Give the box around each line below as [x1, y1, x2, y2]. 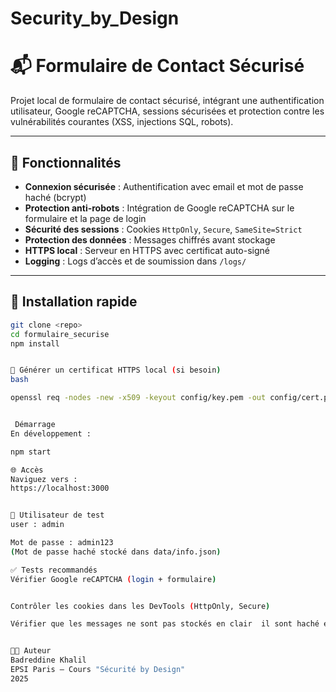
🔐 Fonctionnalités [10, 154, 122, 171]
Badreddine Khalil [10, 655, 87, 666]
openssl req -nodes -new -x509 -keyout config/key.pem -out [10, 393, 267, 403]
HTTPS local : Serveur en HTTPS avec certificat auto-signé [24, 244, 270, 256]
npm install [10, 338, 60, 349]
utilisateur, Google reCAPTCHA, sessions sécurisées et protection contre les [10, 105, 325, 117]
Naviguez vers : [10, 474, 78, 484]
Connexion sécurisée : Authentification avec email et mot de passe [24, 180, 304, 192]
